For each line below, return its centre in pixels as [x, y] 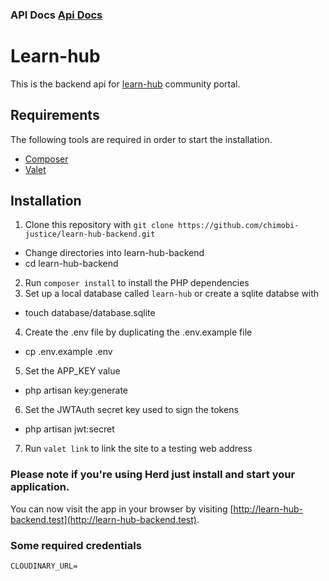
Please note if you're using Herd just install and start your [153, 475]
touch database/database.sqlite [90, 313]
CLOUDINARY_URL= [44, 566]
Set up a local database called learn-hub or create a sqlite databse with [172, 294]
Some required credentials [76, 545]
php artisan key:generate [76, 390]
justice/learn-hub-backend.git [90, 234]
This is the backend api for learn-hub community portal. [125, 84]
